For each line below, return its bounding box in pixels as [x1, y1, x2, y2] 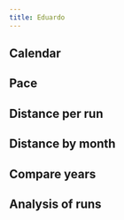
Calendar [9, 46, 61, 61]
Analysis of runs [9, 196, 102, 211]
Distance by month [9, 137, 116, 152]
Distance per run [9, 106, 104, 121]
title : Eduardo [9, 12, 66, 22]
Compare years [9, 166, 97, 182]
